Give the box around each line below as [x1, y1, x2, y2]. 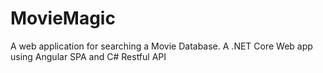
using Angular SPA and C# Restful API [10, 50, 167, 62]
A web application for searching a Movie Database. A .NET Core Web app [10, 40, 313, 52]
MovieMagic [10, 7, 116, 30]
